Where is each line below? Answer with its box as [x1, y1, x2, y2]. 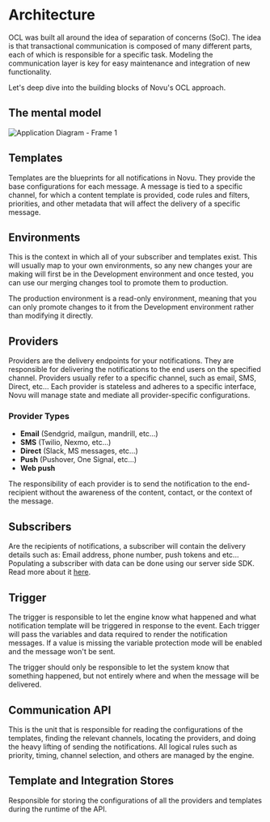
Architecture [8, 6, 95, 24]
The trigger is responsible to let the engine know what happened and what [8, 612, 257, 622]
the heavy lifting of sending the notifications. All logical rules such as [8, 742, 238, 751]
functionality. [8, 66, 53, 76]
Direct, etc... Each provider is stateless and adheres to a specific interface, [8, 382, 257, 392]
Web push [19, 464, 56, 473]
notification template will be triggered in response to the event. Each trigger [8, 621, 260, 631]
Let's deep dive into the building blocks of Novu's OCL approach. [8, 83, 226, 92]
